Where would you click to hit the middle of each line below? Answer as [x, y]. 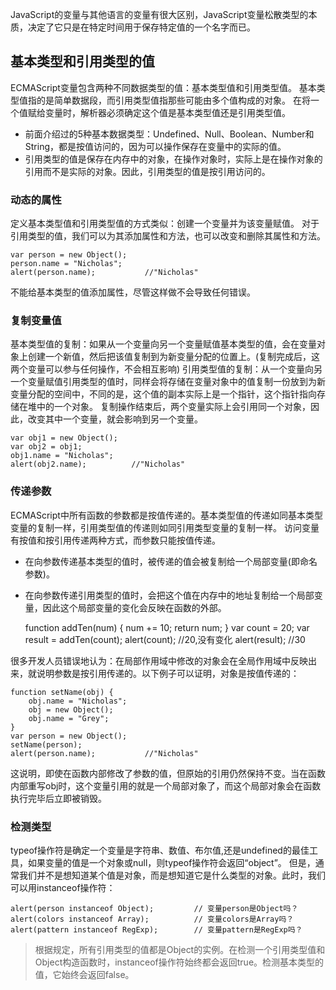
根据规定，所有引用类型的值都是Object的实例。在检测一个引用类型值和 [180, 949]
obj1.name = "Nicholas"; [62, 456]
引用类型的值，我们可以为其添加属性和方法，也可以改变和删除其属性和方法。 [168, 236]
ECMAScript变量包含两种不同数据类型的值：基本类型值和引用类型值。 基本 [163, 87]
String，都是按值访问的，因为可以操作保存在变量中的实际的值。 [155, 146]
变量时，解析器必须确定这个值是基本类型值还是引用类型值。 [167, 112]
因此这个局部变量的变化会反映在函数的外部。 [134, 607]
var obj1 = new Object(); [64, 438]
